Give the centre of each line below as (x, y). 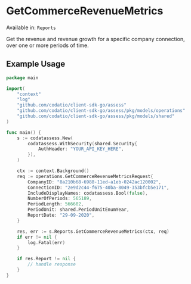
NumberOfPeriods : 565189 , (60, 199)
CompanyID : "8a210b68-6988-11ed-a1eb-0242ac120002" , (95, 182)
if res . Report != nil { (47, 259)
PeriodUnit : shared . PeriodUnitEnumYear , (78, 210)
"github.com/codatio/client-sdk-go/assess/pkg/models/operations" (101, 111)
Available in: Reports (31, 27)
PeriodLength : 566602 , (56, 204)
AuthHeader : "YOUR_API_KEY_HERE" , (81, 149)
